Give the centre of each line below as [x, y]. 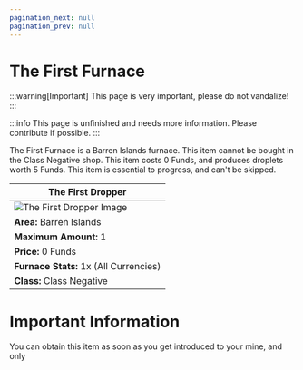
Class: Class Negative [61, 281]
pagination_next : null [52, 18]
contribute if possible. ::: [55, 133]
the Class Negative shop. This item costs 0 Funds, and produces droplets [147, 161]
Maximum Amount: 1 [60, 237]
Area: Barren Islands [58, 222]
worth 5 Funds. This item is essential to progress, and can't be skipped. [143, 170]
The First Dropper [88, 192]
